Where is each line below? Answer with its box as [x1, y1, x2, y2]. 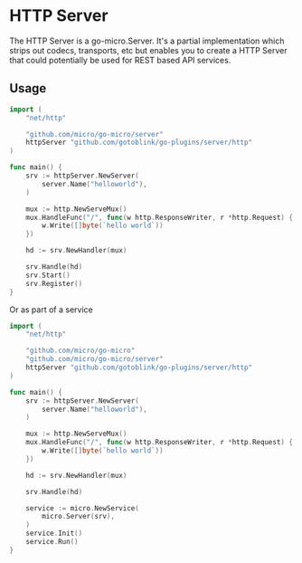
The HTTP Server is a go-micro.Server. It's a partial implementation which [9, 35, 285, 46]
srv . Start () [25, 271, 71, 280]
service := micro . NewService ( [25, 503, 140, 512]
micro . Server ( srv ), [42, 512, 116, 521]
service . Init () [25, 529, 83, 539]
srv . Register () [25, 279, 83, 288]
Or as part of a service [9, 304, 93, 315]
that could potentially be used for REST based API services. [9, 54, 231, 65]
